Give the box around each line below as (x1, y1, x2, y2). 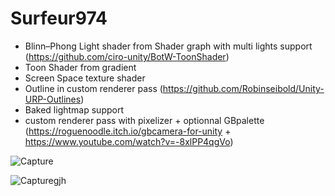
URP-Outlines (24, 93, 82, 105)
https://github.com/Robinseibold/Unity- (162, 82, 325, 94)
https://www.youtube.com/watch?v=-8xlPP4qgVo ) (24, 135, 234, 147)
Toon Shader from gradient (24, 61, 137, 73)
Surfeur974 (10, 7, 108, 30)
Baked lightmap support (24, 103, 124, 116)
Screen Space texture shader (24, 72, 146, 84)
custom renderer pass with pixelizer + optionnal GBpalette (24, 114, 265, 126)
